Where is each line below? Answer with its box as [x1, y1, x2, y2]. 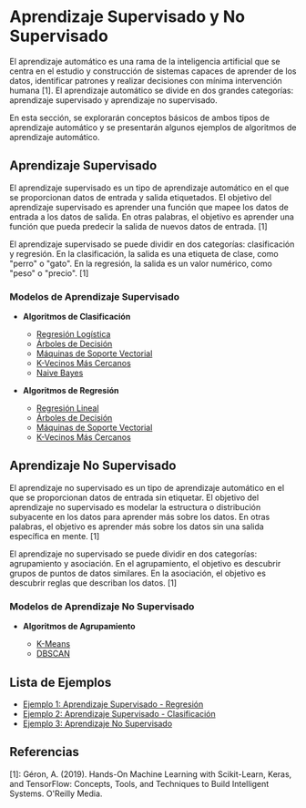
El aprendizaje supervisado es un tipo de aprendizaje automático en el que [9, 182, 290, 193]
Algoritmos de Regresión [22, 385, 120, 396]
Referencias [9, 744, 80, 760]
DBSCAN [36, 649, 70, 660]
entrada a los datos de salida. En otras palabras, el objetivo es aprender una [9, 211, 294, 222]
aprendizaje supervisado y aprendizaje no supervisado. [9, 94, 219, 106]
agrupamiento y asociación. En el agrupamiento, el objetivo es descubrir [9, 557, 281, 568]
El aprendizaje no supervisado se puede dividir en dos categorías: [9, 548, 258, 559]
